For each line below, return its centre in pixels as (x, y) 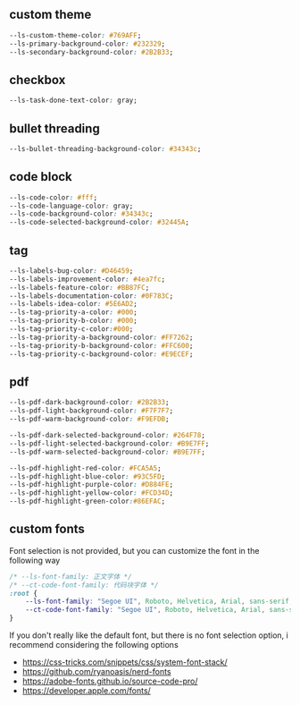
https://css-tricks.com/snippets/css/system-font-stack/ (125, 662)
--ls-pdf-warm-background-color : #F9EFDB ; (89, 420)
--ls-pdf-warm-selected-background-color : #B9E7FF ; (107, 452)
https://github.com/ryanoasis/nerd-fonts (96, 672)
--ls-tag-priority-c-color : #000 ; (71, 329)
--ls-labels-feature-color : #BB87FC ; (79, 287)
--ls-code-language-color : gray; (71, 206)
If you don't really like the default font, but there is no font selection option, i (149, 635)
